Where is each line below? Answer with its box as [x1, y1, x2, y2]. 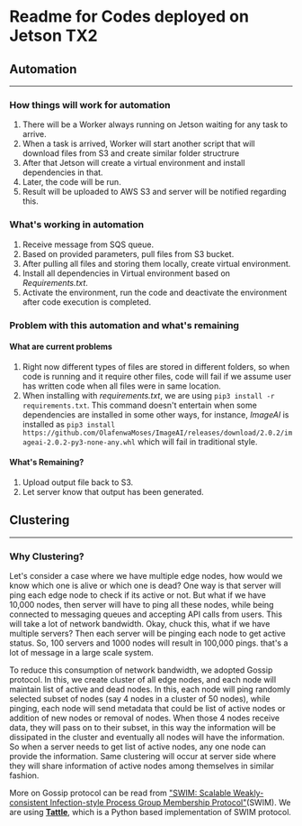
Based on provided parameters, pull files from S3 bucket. [22, 248, 235, 259]
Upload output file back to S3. [22, 476, 134, 488]
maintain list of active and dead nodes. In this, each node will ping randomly [9, 684, 290, 695]
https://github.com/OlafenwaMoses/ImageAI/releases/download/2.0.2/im [22, 428, 293, 437]
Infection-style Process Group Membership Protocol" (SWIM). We [49, 797, 291, 808]
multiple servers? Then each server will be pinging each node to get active [9, 629, 286, 639]
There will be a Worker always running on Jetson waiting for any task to [22, 119, 289, 130]
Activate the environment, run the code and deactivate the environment [22, 287, 288, 298]
